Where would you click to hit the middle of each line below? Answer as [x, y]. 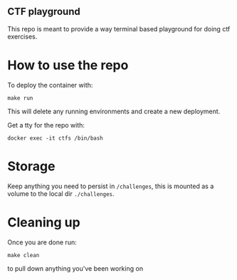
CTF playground [44, 12]
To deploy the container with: [50, 85]
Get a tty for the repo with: [46, 125]
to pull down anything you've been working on [75, 268]
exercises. [22, 36]
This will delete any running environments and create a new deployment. [114, 111]
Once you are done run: [42, 242]
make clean [23, 255]
